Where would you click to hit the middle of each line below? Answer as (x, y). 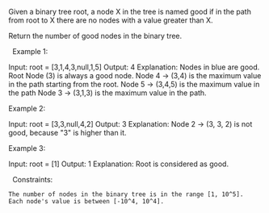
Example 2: (27, 109)
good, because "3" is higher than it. (67, 133)
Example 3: (27, 148)
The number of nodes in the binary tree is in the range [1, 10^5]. (126, 194)
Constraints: (32, 180)
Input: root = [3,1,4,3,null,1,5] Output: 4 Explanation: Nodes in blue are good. (134, 67)
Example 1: (30, 51)
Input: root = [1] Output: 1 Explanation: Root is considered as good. (118, 164)
